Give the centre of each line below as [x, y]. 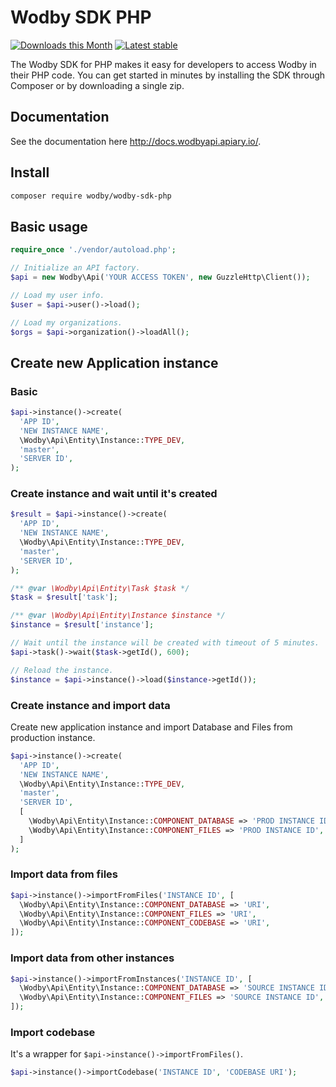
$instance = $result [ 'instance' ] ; [82, 625]
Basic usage [49, 226]
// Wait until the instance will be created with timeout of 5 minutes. [165, 643]
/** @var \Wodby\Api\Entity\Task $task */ [100, 588]
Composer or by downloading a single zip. [97, 85]
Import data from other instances [92, 958]
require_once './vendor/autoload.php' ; [93, 250]
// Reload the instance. [62, 670]
